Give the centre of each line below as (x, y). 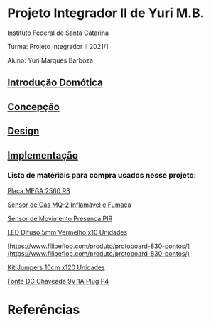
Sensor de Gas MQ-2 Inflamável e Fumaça (69, 205)
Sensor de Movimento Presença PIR (60, 218)
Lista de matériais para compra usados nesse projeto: (102, 176)
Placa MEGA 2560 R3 (39, 190)
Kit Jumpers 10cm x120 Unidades (56, 267)
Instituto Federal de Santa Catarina (58, 33)
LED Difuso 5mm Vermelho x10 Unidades (67, 232)
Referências (44, 310)
